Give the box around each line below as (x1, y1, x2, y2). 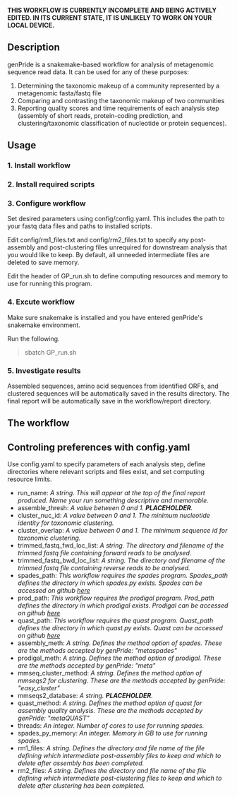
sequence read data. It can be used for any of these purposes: (7, 67, 189, 76)
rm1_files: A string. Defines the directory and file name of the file (17, 744, 205, 752)
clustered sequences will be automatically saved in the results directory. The (7, 389, 230, 398)
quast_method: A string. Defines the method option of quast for (17, 699, 202, 707)
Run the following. (7, 334, 60, 343)
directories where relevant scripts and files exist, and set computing (7, 468, 205, 476)
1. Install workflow (7, 160, 71, 170)
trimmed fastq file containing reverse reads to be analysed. (17, 564, 190, 572)
